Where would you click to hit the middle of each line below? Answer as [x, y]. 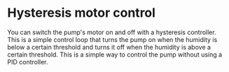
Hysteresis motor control [82, 13]
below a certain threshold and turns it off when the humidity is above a [109, 47]
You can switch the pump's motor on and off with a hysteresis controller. [112, 32]
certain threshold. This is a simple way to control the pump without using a [115, 55]
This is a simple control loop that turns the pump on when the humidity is [112, 39]
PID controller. [28, 62]
